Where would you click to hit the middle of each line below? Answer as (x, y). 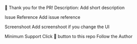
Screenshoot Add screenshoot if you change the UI (57, 27)
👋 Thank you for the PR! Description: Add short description (65, 8)
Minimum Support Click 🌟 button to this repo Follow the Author (68, 36)
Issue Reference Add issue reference (42, 17)
